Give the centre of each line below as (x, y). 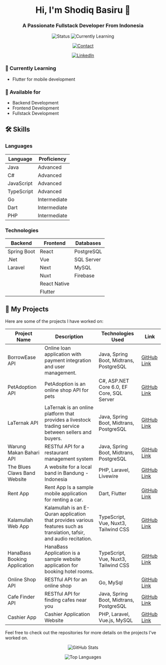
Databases (88, 243)
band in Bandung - (66, 473)
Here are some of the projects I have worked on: (54, 321)
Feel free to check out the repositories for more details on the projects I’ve (81, 632)
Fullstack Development (36, 113)
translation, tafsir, (64, 532)
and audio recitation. (68, 538)
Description (69, 336)
